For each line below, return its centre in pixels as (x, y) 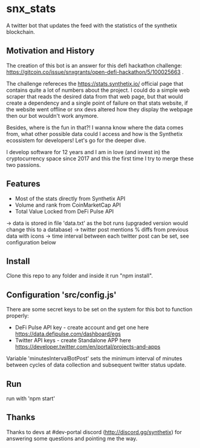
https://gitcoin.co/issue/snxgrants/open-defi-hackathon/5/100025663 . (95, 72)
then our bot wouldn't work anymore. (52, 115)
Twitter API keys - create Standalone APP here (73, 340)
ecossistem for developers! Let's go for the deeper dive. (76, 140)
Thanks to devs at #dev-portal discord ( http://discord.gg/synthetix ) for (94, 432)
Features (23, 184)
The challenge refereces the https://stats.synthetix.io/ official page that (95, 83)
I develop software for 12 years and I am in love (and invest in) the (88, 152)
